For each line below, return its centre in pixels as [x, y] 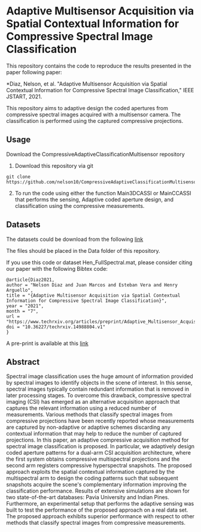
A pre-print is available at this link [47, 343]
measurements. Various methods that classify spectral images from [89, 415]
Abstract [23, 362]
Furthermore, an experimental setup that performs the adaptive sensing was [100, 504]
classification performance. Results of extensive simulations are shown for [98, 491]
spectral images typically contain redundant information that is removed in [98, 389]
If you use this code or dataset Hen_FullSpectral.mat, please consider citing [99, 262]
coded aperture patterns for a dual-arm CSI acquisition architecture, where [99, 453]
